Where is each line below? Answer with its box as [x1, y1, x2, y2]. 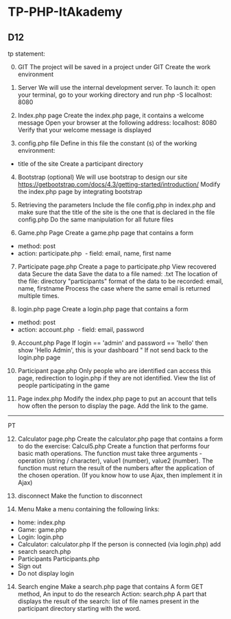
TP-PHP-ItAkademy [8, 4, 123, 20]
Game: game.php [17, 526, 67, 533]
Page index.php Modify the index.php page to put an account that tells [17, 395, 217, 402]
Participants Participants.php [17, 555, 100, 563]
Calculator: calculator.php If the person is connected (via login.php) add [17, 540, 221, 548]
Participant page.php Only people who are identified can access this [17, 367, 212, 374]
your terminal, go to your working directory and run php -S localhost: [17, 90, 212, 99]
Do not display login [17, 570, 75, 577]
